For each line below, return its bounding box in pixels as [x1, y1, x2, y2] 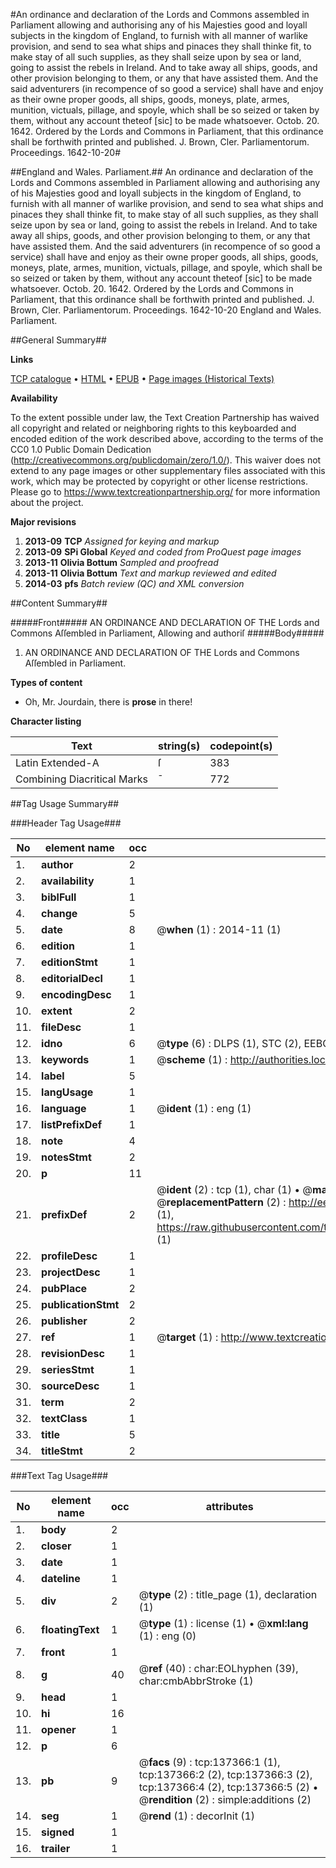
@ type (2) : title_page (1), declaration [138, 1588, 318, 1601]
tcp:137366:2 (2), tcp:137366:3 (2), [138, 1768, 313, 1781]
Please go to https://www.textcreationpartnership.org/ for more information [10, 486, 321, 498]
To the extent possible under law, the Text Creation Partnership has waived [10, 412, 320, 423]
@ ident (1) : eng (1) [156, 1102, 252, 1115]
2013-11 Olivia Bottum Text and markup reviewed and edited [24, 567, 277, 579]
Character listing [10, 715, 82, 727]
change [41, 907, 78, 920]
